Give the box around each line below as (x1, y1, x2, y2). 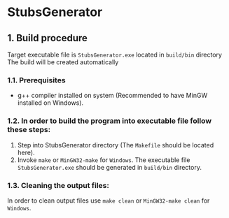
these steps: (7, 125, 51, 135)
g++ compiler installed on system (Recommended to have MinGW (17, 92, 208, 100)
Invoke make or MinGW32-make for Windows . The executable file (17, 155, 190, 164)
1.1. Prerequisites (7, 75, 66, 85)
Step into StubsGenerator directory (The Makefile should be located (17, 140, 214, 149)
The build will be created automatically (7, 58, 119, 66)
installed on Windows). (17, 99, 84, 107)
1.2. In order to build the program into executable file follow (7, 116, 212, 126)
